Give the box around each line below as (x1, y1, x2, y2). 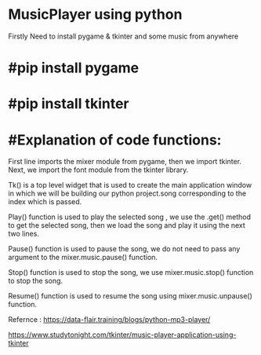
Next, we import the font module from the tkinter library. (8, 165, 189, 174)
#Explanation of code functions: (8, 131, 222, 148)
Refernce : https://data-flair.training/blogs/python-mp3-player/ (8, 315, 211, 324)
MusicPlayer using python (8, 5, 183, 24)
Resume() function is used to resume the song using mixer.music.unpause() (8, 291, 253, 301)
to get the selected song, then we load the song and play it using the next (8, 221, 245, 230)
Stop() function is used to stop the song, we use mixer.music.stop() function (8, 268, 254, 277)
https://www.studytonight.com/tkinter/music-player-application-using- (8, 330, 237, 339)
